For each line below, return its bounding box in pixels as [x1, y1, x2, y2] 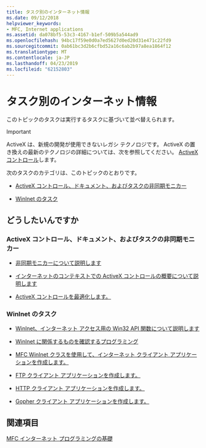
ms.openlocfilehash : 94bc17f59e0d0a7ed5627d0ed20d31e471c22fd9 [6, 37, 172, 44]
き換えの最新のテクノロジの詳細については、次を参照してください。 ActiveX [6, 149, 199, 156]
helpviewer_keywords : [6, 20, 62, 26]
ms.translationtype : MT [6, 49, 67, 55]
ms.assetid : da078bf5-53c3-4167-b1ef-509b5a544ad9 [6, 32, 139, 38]
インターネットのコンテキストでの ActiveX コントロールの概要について [15, 272, 194, 279]
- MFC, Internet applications [6, 26, 84, 33]
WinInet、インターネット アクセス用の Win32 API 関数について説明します [15, 325, 200, 332]
